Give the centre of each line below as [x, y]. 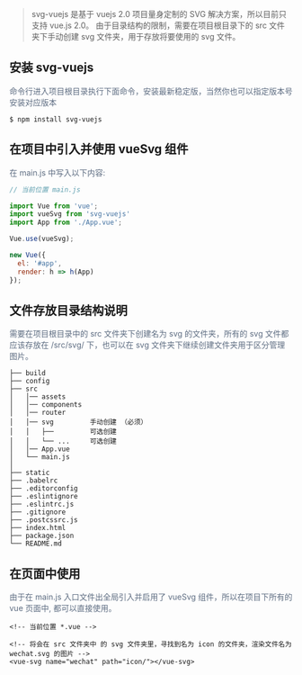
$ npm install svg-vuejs [56, 119]
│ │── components [46, 405]
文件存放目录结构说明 [68, 310]
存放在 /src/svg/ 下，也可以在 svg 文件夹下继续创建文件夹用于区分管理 [155, 345]
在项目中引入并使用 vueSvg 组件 [99, 149]
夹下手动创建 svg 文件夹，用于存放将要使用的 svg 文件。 [136, 36]
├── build [28, 373]
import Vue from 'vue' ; [54, 206]
